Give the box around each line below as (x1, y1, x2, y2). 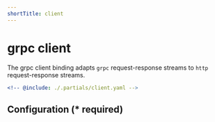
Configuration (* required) (7, 103, 124, 115)
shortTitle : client (7, 10, 64, 17)
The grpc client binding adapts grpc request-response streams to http (7, 63, 209, 72)
